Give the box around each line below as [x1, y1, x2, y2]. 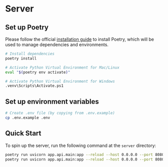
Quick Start [5, 129, 41, 138]
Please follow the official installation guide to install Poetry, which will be [5, 36, 154, 42]
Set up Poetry [5, 23, 49, 32]
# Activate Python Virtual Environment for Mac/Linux [5, 65, 120, 70]
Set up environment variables [5, 97, 99, 106]
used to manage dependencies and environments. [5, 42, 109, 48]
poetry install [5, 56, 37, 61]
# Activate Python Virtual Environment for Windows [5, 79, 115, 84]
